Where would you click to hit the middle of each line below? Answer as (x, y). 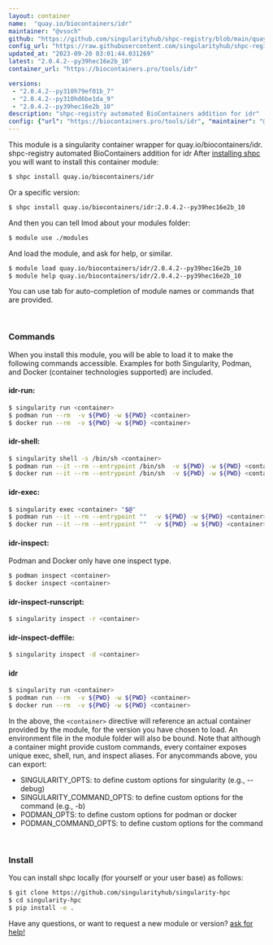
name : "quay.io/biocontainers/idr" (70, 24)
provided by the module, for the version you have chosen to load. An (123, 730)
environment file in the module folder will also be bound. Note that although (135, 738)
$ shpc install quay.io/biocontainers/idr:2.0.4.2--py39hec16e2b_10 (127, 207)
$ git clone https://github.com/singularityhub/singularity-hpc (119, 893)
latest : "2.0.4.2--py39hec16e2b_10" (70, 62)
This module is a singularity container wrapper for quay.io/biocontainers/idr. (135, 144)
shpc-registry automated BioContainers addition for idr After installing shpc (134, 153)
